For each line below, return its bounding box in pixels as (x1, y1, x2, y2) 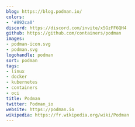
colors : (6, 14, 25, 20)
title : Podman (6, 95, 41, 101)
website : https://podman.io (6, 107, 75, 112)
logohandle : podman (6, 52, 54, 58)
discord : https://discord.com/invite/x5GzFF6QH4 (6, 25, 127, 31)
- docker (6, 74, 27, 80)
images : (6, 36, 25, 42)
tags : (6, 63, 19, 69)
